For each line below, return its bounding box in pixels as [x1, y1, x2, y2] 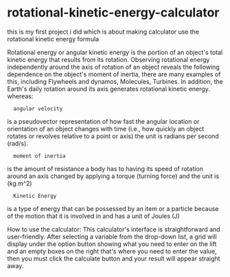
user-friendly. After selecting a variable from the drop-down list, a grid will [7, 232, 218, 241]
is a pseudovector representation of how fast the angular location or [7, 117, 200, 125]
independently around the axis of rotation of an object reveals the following [7, 63, 220, 71]
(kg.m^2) [7, 179, 32, 187]
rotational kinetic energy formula [7, 34, 100, 43]
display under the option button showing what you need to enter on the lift [7, 239, 217, 248]
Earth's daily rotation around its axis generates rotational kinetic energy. [7, 85, 211, 93]
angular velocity [13, 105, 63, 112]
